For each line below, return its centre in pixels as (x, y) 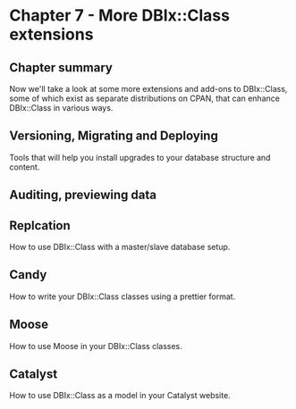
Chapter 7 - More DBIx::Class (120, 16)
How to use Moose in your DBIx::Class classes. (96, 346)
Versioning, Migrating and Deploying (114, 136)
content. (25, 167)
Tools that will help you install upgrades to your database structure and (140, 157)
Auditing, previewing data (83, 195)
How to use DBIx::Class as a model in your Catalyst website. (120, 396)
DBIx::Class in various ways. (61, 108)
